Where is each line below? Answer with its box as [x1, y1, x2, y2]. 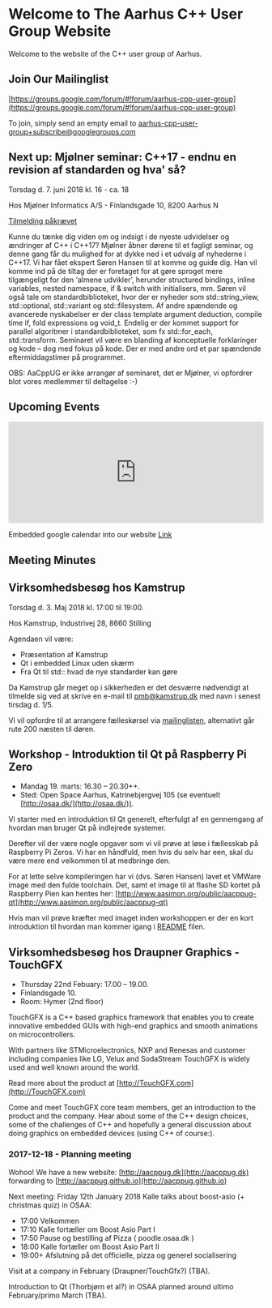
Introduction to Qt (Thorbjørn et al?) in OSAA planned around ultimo [8, 1281, 234, 1291]
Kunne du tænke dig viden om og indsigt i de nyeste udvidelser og [8, 232, 229, 242]
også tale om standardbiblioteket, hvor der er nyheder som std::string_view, [8, 292, 260, 301]
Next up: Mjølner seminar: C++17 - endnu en [8, 151, 237, 165]
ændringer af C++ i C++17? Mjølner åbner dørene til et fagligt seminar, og [8, 240, 253, 250]
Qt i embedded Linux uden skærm [19, 658, 134, 668]
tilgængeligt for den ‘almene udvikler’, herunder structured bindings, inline [8, 275, 256, 284]
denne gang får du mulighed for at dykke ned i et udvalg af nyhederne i [8, 249, 247, 259]
